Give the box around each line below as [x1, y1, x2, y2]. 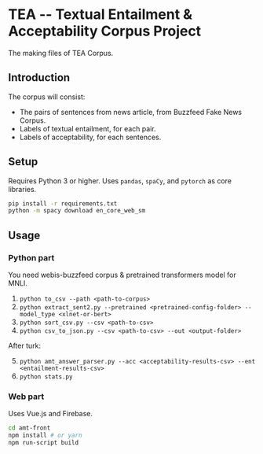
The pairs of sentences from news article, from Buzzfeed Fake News [19, 107, 242, 116]
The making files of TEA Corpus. [8, 48, 114, 57]
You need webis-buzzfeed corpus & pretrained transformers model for [8, 270, 237, 279]
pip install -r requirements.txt [8, 199, 118, 208]
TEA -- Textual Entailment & [8, 6, 193, 24]
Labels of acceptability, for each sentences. [19, 132, 162, 142]
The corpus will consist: [8, 92, 86, 102]
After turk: [8, 341, 42, 350]
